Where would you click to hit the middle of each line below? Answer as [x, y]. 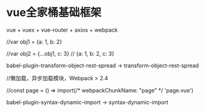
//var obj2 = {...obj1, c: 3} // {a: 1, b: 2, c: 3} [60, 53]
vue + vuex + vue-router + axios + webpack [62, 30]
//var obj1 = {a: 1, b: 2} [34, 42]
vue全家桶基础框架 [54, 13]
